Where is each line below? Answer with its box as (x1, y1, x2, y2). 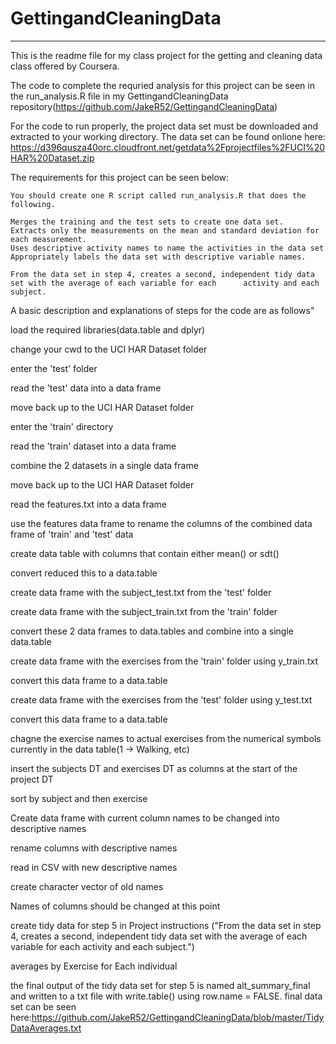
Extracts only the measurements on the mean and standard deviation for (10, 225, 320, 236)
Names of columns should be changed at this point (10, 900, 221, 912)
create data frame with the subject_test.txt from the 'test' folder (10, 586, 272, 598)
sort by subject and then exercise (10, 792, 148, 804)
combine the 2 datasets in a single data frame (10, 459, 199, 471)
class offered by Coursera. (10, 60, 120, 72)
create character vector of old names (10, 880, 164, 892)
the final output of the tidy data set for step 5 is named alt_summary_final (10, 979, 311, 991)
